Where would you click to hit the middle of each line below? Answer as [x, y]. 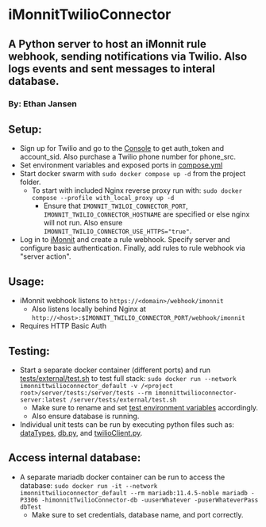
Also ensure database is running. [85, 416]
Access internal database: [75, 458]
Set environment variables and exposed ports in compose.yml [121, 165]
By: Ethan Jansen [43, 103]
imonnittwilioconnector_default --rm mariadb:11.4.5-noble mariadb [133, 493]
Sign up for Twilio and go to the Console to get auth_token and [122, 148]
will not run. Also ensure [83, 223]
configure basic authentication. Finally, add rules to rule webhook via [133, 248]
